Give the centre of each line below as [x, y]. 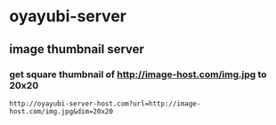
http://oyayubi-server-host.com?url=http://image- [105, 104]
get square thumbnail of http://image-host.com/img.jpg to [138, 74]
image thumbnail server [77, 49]
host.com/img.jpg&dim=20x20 [61, 111]
